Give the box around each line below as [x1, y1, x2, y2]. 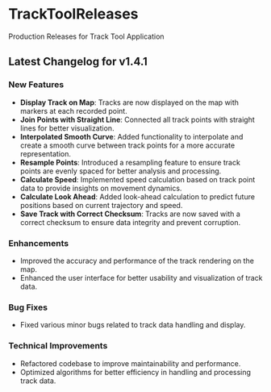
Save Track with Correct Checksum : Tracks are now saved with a [19, 209, 240, 219]
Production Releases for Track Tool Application [8, 31, 165, 41]
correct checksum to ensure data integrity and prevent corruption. [19, 217, 240, 227]
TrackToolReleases [8, 5, 139, 23]
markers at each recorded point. [19, 106, 127, 115]
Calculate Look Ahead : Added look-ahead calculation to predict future [19, 191, 256, 202]
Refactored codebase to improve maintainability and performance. [19, 358, 241, 368]
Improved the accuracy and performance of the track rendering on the [19, 256, 254, 265]
